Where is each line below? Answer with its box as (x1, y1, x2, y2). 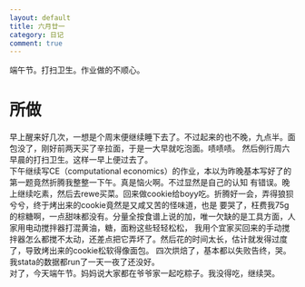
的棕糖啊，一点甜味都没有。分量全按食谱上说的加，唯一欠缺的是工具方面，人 (9, 211, 296, 223)
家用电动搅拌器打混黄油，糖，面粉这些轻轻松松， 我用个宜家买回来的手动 (9, 223, 282, 233)
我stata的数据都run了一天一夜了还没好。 (9, 256, 161, 268)
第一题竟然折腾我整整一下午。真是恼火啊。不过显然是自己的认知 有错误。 (9, 177, 282, 188)
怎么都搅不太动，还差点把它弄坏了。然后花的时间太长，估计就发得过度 (25, 233, 288, 245)
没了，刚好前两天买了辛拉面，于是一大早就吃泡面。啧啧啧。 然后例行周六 (16, 143, 290, 154)
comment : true (9, 38, 64, 48)
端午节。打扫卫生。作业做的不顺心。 (9, 64, 145, 75)
